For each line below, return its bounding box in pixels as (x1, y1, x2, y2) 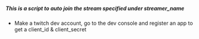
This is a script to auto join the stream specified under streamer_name (5, 5, 185, 12)
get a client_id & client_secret (14, 25, 87, 32)
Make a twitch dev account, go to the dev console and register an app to (14, 19, 194, 27)
